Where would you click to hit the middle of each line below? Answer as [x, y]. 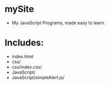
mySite [19, 9]
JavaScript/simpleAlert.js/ [38, 77]
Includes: [24, 43]
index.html [23, 56]
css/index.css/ [27, 67]
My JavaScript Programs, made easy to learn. [58, 23]
